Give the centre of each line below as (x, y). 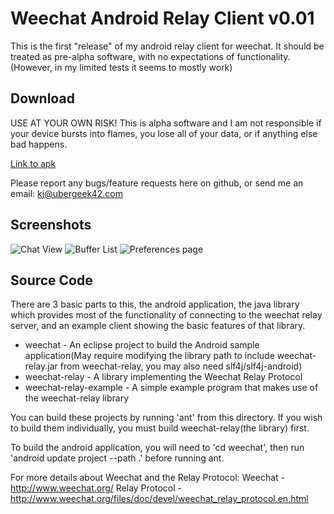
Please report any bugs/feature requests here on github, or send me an (157, 183)
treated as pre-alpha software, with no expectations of (122, 56)
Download (42, 98)
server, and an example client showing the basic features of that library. (158, 326)
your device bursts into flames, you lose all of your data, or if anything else (164, 133)
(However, (31, 67)
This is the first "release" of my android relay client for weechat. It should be (167, 46)
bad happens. (39, 144)
